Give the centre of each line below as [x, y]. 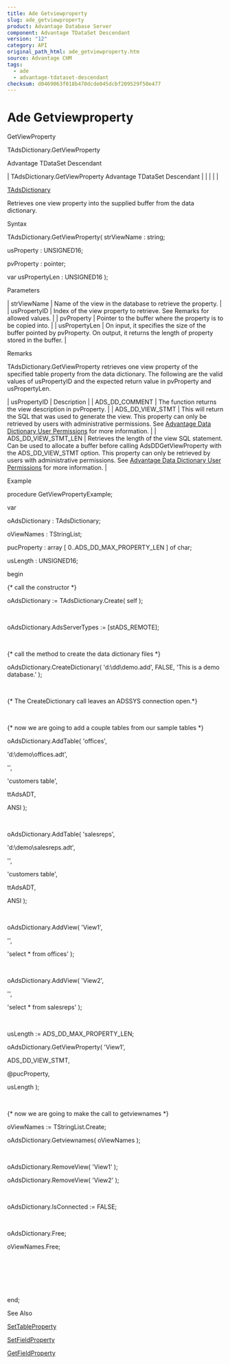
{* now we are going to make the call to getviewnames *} [88, 1114]
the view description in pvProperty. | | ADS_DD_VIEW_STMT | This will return [115, 409]
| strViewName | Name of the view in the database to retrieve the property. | [114, 304]
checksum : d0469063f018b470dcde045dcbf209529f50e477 [84, 84]
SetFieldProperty [31, 1340]
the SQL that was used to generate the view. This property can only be [107, 417]
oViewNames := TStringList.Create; [57, 1127]
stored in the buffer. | [37, 340]
